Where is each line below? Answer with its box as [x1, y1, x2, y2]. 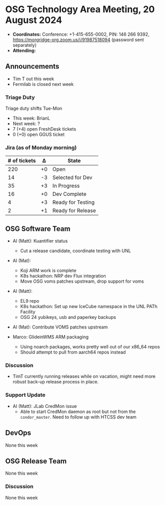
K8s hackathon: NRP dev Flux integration [20, 273, 107, 279]
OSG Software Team [5, 224, 71, 233]
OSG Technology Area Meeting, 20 [5, 4, 155, 15]
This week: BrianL [12, 115, 51, 122]
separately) [12, 42, 37, 48]
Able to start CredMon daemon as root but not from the [20, 408, 136, 414]
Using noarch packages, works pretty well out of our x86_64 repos [20, 344, 160, 350]
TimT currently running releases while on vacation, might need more [12, 373, 156, 379]
